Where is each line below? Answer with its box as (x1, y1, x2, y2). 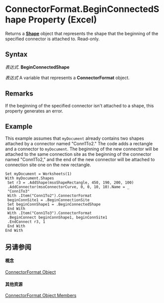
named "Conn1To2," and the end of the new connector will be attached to (5, 157, 155, 163)
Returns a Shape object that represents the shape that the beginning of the (5, 30, 159, 36)
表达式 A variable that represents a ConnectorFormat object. (5, 75, 130, 81)
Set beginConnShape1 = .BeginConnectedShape (7, 202, 101, 207)
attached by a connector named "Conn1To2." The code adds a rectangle (5, 141, 153, 147)
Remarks (5, 90, 34, 98)
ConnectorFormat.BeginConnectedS (5, 3, 160, 15)
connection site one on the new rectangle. (5, 162, 92, 168)
